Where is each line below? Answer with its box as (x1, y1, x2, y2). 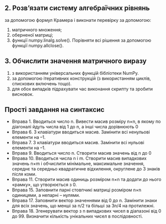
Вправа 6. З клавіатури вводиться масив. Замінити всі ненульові (11, 129, 150, 135)
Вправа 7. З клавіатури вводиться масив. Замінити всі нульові (11, 140, 145, 146)
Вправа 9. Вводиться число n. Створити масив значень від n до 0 (11, 150, 152, 156)
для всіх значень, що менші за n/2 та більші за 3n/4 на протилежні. (11, 203, 155, 209)
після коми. (11, 171, 37, 177)
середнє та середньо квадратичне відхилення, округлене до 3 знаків (11, 166, 160, 172)
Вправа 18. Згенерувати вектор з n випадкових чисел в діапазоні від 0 (11, 208, 162, 214)
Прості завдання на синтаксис (4, 106, 105, 114)
